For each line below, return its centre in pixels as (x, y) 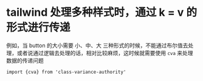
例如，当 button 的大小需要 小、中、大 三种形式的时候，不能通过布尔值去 (97, 45)
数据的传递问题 (25, 60)
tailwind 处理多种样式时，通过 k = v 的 (102, 12)
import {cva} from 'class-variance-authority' (66, 72)
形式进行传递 (39, 28)
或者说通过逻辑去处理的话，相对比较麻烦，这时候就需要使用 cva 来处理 (105, 53)
